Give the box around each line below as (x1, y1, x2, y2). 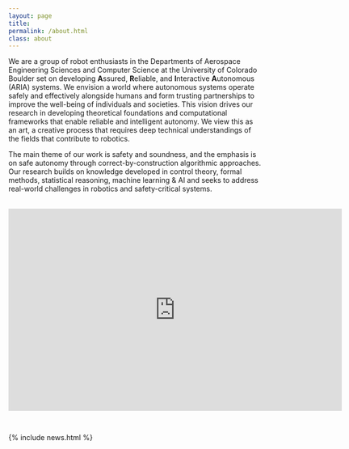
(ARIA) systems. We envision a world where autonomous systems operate (8, 83, 254, 92)
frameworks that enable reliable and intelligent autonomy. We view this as (8, 116, 254, 126)
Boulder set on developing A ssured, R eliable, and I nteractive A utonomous (8, 74, 254, 83)
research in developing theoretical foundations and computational (8, 108, 228, 118)
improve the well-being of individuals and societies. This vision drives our (8, 100, 253, 109)
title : (8, 19, 31, 28)
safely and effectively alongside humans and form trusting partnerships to (8, 91, 254, 101)
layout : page (8, 11, 53, 20)
